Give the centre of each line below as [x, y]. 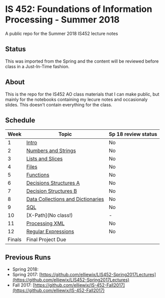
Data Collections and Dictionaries [65, 199]
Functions [38, 175]
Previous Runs [28, 257]
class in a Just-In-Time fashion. [37, 66]
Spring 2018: [25, 269]
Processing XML [45, 223]
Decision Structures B [52, 191]
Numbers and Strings [51, 151]
